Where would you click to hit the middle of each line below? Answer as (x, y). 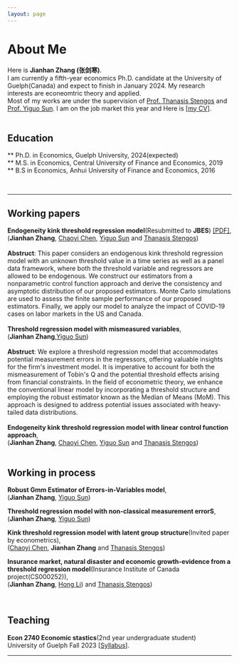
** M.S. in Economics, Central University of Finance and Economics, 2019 (115, 163)
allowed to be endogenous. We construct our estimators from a (100, 276)
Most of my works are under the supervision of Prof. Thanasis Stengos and (117, 101)
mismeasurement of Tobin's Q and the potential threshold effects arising (113, 374)
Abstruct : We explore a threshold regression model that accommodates (113, 352)
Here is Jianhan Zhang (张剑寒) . (54, 70)
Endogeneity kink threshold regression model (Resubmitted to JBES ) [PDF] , (119, 231)
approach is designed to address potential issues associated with (103, 405)
